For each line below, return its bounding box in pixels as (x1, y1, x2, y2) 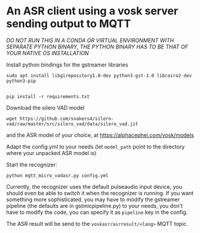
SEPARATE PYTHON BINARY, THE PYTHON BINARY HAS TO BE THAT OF (6, 43, 189, 50)
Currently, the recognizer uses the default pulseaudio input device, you (6, 183, 183, 190)
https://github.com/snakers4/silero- (19, 116, 114, 122)
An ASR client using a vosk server (6, 4, 178, 18)
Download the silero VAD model (6, 104, 85, 111)
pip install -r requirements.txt (6, 93, 90, 99)
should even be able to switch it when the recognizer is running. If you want (6, 189, 194, 196)
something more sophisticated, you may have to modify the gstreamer (6, 196, 180, 203)
